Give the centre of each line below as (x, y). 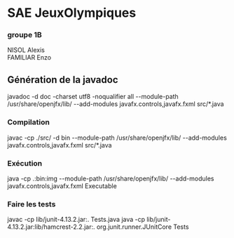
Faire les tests (32, 204)
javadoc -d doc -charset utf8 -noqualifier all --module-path (93, 97)
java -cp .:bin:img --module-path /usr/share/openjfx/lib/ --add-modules (111, 178)
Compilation (29, 122)
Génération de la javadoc (63, 80)
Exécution (25, 163)
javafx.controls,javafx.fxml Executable (62, 186)
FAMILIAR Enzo (29, 58)
